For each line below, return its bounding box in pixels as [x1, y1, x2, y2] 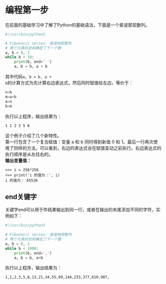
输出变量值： [5, 157, 31, 163]
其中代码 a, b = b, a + [5, 74, 52, 80]
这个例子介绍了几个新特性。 [5, 132, 62, 138]
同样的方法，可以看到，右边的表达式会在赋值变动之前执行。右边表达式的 [13, 145, 162, 151]
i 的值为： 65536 [5, 178, 38, 183]
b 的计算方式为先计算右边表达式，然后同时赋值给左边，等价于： [5, 80, 134, 86]
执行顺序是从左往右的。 [5, 151, 53, 157]
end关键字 [5, 192, 37, 201]
